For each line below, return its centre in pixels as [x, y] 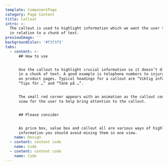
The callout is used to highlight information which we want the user [85, 28]
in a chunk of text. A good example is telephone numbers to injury [91, 74]
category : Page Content [30, 14]
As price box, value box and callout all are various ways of [84, 128]
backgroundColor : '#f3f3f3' [34, 42]
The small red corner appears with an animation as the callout [87, 97]
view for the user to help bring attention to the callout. [82, 101]
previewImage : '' [23, 38]
